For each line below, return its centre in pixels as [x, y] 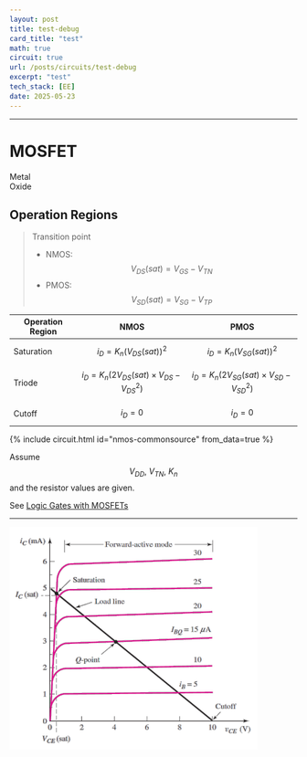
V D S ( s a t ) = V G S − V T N [172, 270]
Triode [26, 383]
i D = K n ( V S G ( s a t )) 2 [242, 351]
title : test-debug [44, 29]
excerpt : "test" [40, 78]
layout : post [34, 19]
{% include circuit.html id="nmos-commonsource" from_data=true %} [142, 439]
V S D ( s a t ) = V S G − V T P [172, 300]
